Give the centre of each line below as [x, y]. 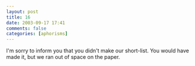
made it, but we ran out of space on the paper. [63, 57]
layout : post [22, 12]
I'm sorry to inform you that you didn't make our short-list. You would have [98, 51]
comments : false [26, 28]
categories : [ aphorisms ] [37, 34]
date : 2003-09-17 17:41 [36, 23]
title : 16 [18, 17]
